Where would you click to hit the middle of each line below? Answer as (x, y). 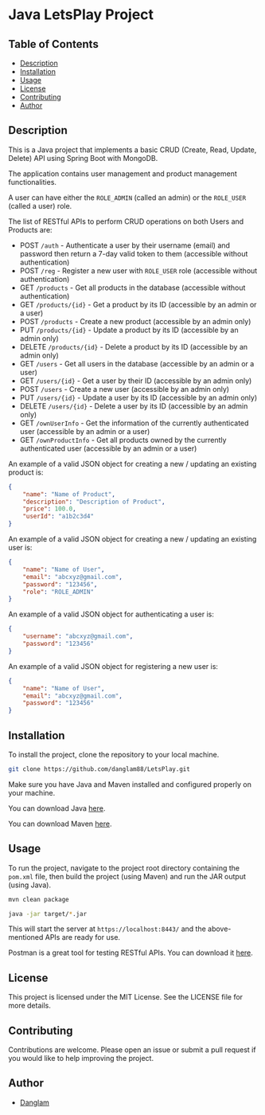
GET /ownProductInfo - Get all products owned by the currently (123, 440)
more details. (30, 1006)
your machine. (32, 792)
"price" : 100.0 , (50, 509)
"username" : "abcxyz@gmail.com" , (78, 636)
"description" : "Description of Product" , (94, 502)
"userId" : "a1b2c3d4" (58, 516)
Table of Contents (54, 44)
